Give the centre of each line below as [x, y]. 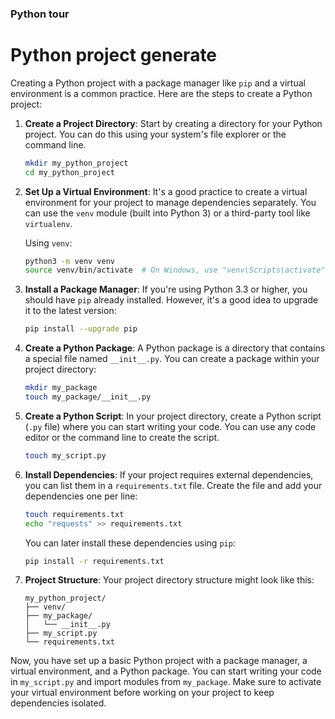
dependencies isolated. [58, 703]
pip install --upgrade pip [81, 329]
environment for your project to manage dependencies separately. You [170, 202]
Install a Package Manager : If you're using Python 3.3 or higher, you [166, 289]
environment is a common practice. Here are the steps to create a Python [161, 93]
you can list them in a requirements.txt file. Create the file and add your [173, 485]
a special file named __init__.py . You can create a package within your [172, 359]
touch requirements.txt [74, 514]
